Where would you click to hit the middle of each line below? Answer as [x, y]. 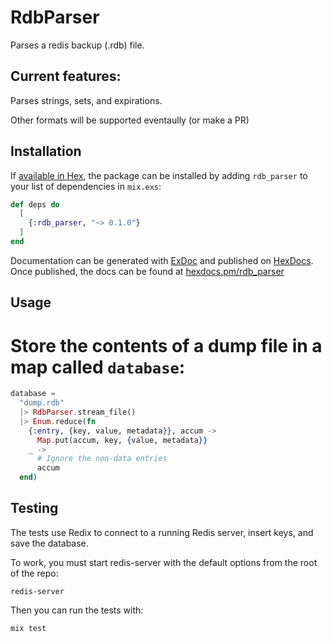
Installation [46, 151]
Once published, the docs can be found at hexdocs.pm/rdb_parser [147, 271]
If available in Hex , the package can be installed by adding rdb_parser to [159, 175]
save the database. [49, 543]
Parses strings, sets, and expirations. [86, 100]
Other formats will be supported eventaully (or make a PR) [130, 120]
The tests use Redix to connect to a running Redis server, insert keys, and [162, 532]
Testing [34, 508]
